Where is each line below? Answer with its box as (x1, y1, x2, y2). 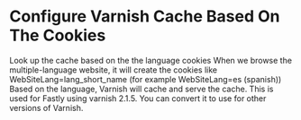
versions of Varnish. (9, 102, 84, 113)
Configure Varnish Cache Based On (9, 6, 280, 27)
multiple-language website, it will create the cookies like (9, 64, 218, 75)
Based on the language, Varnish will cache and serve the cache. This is (9, 83, 274, 94)
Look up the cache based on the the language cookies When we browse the (9, 55, 293, 65)
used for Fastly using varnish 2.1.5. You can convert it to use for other (9, 92, 267, 104)
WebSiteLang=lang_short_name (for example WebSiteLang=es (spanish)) (9, 73, 282, 84)
